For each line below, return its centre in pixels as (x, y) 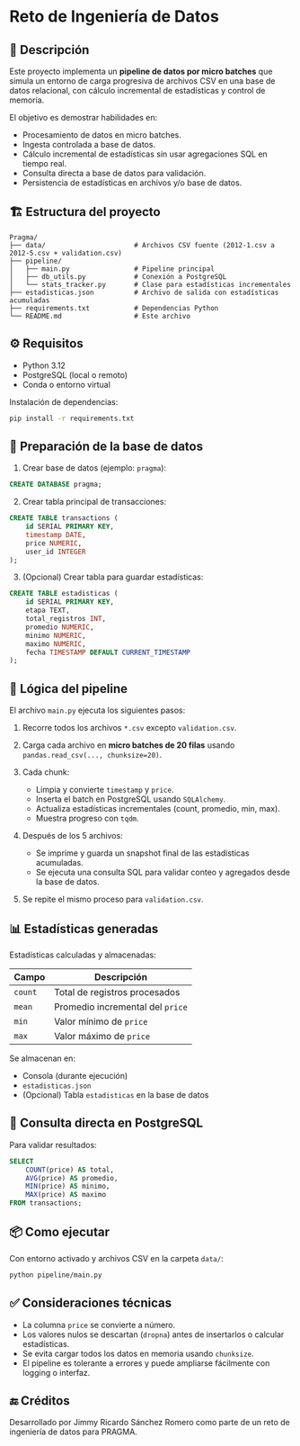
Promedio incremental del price (121, 1007)
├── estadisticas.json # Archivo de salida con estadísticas (144, 292)
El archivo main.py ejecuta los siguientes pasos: (97, 710)
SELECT (22, 1161)
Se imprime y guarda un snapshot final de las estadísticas (142, 853)
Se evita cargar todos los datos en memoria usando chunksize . (138, 1353)
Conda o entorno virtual (66, 384)
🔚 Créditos (40, 1401)
